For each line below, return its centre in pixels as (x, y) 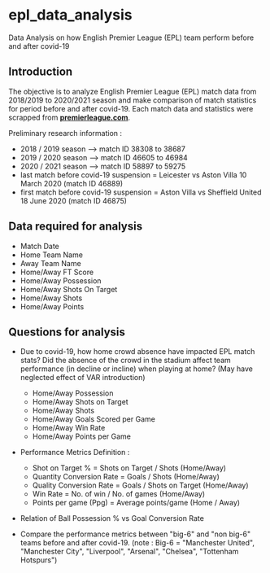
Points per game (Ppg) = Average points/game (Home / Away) (136, 503)
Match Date (39, 246)
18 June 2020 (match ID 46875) (74, 200)
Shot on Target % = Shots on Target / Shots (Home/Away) (129, 468)
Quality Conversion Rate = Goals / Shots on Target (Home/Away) (141, 485)
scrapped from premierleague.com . (70, 117)
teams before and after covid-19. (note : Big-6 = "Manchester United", (137, 543)
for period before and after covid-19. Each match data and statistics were (131, 108)
